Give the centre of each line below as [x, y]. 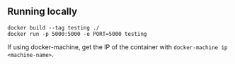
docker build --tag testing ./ [53, 27]
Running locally [42, 12]
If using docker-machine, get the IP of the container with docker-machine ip [117, 47]
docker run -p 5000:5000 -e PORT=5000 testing [77, 34]
